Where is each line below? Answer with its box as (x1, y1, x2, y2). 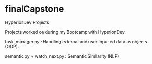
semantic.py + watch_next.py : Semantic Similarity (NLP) (5, 53, 119, 59)
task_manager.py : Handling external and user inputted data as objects (5, 38, 148, 44)
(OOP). (5, 43, 19, 49)
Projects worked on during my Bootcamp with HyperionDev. (5, 29, 126, 35)
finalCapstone (5, 3, 64, 15)
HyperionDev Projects (5, 20, 50, 25)
